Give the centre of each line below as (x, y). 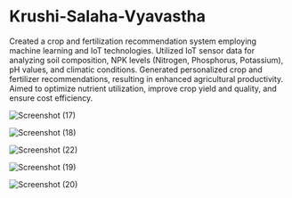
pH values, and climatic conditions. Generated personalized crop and (136, 70)
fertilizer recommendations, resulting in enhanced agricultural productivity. (146, 78)
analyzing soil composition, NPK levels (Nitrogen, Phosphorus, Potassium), (146, 60)
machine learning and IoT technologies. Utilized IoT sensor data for (132, 50)
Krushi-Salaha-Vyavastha (108, 16)
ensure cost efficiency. (51, 98)
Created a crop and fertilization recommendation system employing (133, 41)
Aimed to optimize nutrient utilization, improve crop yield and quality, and (143, 88)
